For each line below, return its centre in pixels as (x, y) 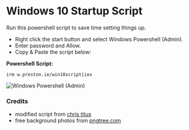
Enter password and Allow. (48, 46)
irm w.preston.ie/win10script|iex (49, 74)
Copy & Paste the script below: (53, 52)
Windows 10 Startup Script (74, 11)
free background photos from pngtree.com (68, 120)
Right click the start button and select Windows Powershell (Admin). (99, 39)
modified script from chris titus (53, 114)
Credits (17, 101)
